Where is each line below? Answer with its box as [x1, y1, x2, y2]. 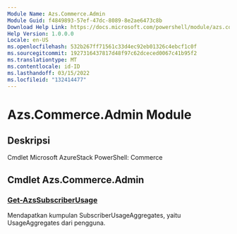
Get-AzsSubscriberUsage [7, 195, 98, 205]
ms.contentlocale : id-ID [7, 63, 80, 70]
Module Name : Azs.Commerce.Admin [7, 10, 106, 18]
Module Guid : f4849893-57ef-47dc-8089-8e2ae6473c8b [7, 17, 162, 24]
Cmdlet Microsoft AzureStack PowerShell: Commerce [7, 153, 163, 162]
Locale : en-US [7, 37, 49, 44]
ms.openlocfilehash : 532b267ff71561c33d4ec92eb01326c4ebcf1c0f [7, 43, 197, 50]
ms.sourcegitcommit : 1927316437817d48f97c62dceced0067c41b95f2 [7, 50, 197, 57]
